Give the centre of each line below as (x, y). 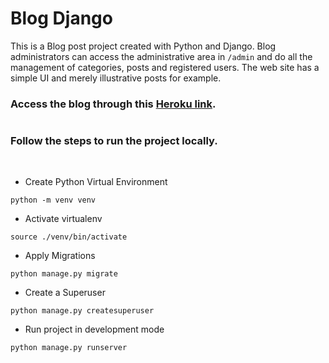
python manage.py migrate (64, 274)
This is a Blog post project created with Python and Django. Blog (143, 46)
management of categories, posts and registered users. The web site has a (165, 67)
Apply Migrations (60, 256)
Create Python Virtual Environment (96, 182)
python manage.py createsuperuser (82, 311)
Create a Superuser (65, 293)
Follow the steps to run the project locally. (114, 141)
